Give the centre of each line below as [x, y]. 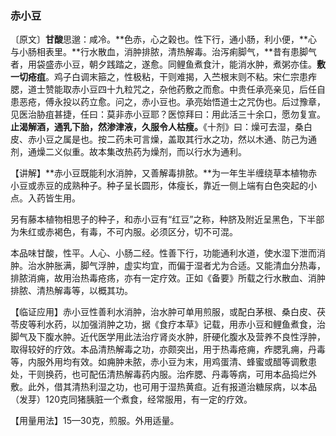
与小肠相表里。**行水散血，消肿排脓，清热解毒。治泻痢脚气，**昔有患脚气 [164, 52]
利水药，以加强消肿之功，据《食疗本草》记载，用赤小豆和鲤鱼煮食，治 [181, 324]
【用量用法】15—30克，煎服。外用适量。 [95, 421]
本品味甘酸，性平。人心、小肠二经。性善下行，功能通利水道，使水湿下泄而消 [168, 253]
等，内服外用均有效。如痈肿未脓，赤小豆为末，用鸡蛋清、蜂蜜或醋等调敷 [159, 362]
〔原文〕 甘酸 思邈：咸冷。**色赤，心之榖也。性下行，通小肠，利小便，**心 [164, 39]
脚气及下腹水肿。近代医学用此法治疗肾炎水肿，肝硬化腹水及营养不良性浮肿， [168, 337]
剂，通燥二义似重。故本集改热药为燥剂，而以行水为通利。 [128, 152]
